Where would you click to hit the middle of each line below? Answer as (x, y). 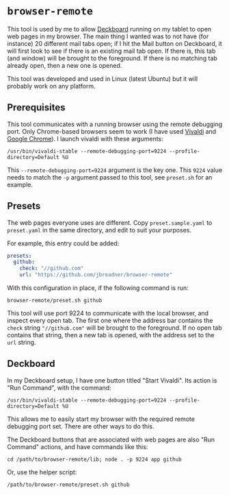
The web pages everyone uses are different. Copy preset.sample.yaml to (110, 222)
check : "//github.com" (52, 269)
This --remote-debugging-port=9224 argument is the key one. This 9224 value (115, 170)
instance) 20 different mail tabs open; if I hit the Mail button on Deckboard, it (114, 43)
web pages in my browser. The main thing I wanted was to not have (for (108, 36)
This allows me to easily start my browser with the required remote (101, 419)
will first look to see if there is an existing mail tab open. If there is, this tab (111, 51)
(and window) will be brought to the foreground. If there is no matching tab (112, 58)
